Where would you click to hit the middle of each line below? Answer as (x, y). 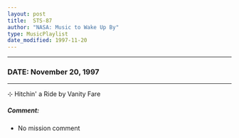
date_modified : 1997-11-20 (47, 41)
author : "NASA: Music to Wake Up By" (63, 27)
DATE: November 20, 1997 (53, 72)
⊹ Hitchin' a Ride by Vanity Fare (54, 94)
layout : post (27, 14)
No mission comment (49, 128)
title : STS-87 (30, 21)
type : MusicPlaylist (38, 34)
